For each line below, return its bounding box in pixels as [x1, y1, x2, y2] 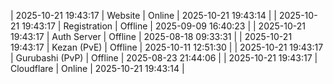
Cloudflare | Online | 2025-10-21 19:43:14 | [10, 63, 185, 74]
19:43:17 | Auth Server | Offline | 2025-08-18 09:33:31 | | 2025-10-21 [10, 31, 293, 42]
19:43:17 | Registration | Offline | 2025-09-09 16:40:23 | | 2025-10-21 [21, 20, 306, 32]
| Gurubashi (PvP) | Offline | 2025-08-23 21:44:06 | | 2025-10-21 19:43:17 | [10, 52, 318, 64]
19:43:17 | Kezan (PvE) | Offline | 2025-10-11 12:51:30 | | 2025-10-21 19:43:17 [10, 41, 324, 53]
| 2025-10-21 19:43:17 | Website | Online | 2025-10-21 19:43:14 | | [10, 10, 278, 21]
